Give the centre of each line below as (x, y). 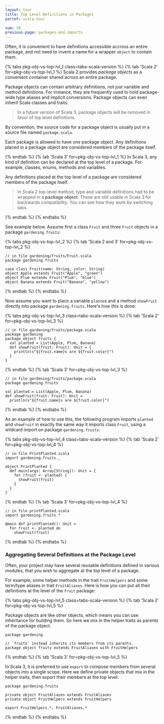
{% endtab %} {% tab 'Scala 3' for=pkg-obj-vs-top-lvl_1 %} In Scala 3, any (81, 157)
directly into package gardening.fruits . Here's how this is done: (71, 306)
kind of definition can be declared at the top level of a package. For (74, 162)
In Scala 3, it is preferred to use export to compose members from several (80, 667)
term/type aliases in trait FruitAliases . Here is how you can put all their (78, 586)
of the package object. (28, 626)
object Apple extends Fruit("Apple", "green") (54, 274)
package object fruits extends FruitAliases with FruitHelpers (72, 648)
